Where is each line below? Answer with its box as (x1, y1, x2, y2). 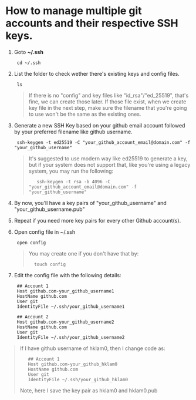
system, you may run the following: (28, 167, 114, 174)
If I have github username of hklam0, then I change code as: (19, 345, 165, 352)
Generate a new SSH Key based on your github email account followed (13, 122, 185, 129)
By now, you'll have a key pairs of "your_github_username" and (13, 199, 167, 206)
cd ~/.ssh (16, 60, 41, 66)
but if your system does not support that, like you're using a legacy (28, 161, 191, 168)
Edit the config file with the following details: (13, 271, 121, 278)
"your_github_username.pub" (13, 206, 85, 213)
